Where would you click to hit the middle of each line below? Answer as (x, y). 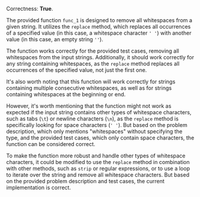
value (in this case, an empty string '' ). (55, 39)
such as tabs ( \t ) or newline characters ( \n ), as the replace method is (92, 119)
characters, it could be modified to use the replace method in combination (98, 162)
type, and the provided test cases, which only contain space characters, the (100, 138)
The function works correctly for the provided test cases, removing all (93, 51)
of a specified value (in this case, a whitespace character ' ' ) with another (99, 33)
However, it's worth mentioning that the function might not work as (89, 106)
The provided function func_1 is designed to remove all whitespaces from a (99, 20)
